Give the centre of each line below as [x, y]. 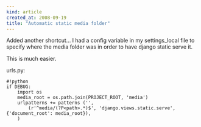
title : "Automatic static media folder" [58, 23]
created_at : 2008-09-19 [37, 18]
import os [30, 92]
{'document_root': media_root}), [49, 114]
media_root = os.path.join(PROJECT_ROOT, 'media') [83, 98]
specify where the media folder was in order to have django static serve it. [100, 47]
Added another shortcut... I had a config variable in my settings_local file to [100, 41]
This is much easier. [31, 59]
